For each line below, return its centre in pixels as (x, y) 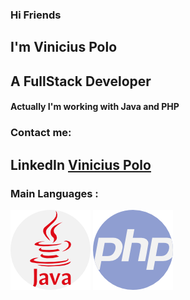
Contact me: (41, 133)
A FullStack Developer (81, 81)
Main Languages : (54, 193)
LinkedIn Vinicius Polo (81, 164)
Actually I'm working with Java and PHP (95, 107)
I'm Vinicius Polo (64, 47)
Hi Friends (36, 15)
